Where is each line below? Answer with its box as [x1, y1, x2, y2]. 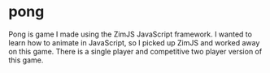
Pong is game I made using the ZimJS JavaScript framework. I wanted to [8, 29, 252, 39]
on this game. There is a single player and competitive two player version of [8, 46, 263, 56]
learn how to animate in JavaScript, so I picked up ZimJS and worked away [8, 37, 260, 47]
